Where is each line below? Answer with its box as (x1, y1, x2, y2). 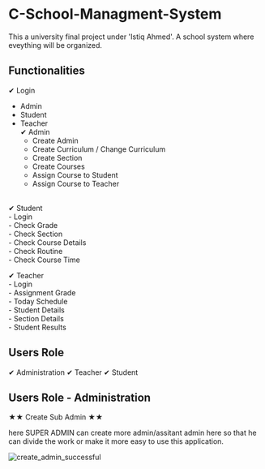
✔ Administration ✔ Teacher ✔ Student (8, 367, 139, 377)
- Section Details (8, 313, 65, 323)
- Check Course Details (8, 237, 87, 247)
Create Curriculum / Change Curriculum (32, 144, 166, 154)
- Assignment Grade (8, 287, 76, 297)
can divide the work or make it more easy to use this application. (8, 437, 224, 446)
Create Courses (32, 161, 85, 171)
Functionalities (8, 64, 85, 78)
